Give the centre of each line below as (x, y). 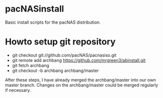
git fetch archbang (31, 65)
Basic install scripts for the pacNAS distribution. (53, 22)
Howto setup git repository (60, 42)
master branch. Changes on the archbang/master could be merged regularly (81, 85)
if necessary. (18, 90)
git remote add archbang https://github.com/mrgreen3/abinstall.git (79, 60)
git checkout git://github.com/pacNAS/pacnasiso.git (64, 55)
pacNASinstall (35, 9)
